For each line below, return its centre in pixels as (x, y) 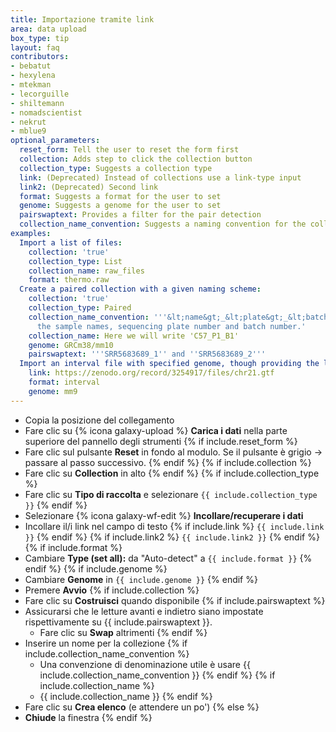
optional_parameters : (55, 141)
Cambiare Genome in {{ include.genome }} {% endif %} (141, 579)
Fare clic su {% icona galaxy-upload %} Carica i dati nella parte (156, 430)
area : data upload (48, 29)
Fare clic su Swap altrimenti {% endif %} (123, 632)
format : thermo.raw (69, 280)
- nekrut (28, 122)
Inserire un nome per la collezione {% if (106, 643)
